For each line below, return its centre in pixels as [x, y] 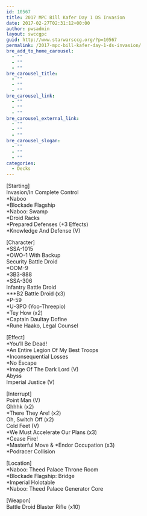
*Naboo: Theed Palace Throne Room [52, 470]
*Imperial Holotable [31, 482]
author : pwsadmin [28, 29]
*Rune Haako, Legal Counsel [42, 326]
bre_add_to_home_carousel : [40, 51]
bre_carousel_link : [31, 96]
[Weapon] [19, 500]
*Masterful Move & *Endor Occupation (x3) [61, 445]
